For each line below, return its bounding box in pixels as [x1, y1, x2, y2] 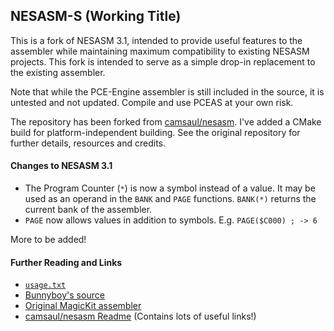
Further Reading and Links [10, 256, 123, 268]
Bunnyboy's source [24, 289, 105, 301]
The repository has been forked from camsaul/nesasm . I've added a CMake [10, 115, 322, 128]
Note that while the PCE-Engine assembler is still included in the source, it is [10, 85, 325, 98]
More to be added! [10, 234, 87, 246]
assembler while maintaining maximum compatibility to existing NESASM [10, 45, 310, 57]
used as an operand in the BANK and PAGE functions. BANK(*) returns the [24, 193, 317, 205]
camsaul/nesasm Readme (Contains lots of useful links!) [24, 310, 257, 323]
